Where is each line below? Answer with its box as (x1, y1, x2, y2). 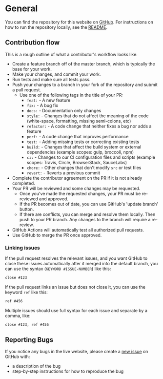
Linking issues (5, 244, 41, 251)
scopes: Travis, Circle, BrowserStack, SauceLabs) (26, 159, 127, 165)
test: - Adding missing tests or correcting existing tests (26, 139, 140, 145)
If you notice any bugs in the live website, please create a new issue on (5, 349, 148, 355)
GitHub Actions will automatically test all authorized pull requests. (12, 227, 144, 232)
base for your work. (12, 66, 52, 72)
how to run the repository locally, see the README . (5, 24, 108, 30)
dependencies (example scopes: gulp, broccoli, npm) (26, 149, 134, 155)
